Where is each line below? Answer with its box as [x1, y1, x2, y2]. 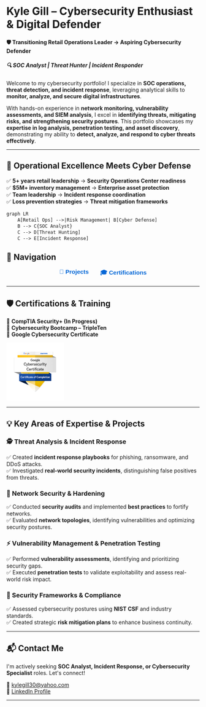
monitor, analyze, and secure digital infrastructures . [6, 92, 142, 100]
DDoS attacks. [6, 460, 43, 467]
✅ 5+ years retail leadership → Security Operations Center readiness [6, 177, 186, 184]
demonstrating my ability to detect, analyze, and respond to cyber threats [6, 130, 196, 138]
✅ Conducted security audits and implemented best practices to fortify [6, 503, 189, 510]
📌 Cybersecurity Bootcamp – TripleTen [6, 324, 107, 332]
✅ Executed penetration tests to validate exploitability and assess [6, 569, 174, 576]
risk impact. [21, 576, 52, 583]
